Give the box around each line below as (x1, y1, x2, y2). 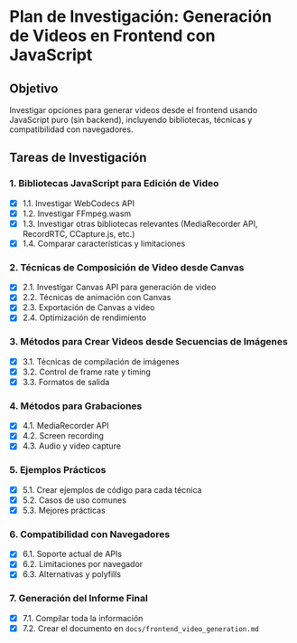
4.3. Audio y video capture (22, 440, 122, 451)
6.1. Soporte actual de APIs (22, 549, 123, 560)
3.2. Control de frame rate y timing (22, 366, 152, 377)
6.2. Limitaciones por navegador (22, 559, 144, 570)
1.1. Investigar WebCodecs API (22, 197, 135, 209)
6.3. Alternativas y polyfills (22, 569, 122, 580)
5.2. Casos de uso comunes (22, 495, 126, 506)
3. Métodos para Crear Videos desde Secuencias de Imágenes (9, 336, 289, 348)
